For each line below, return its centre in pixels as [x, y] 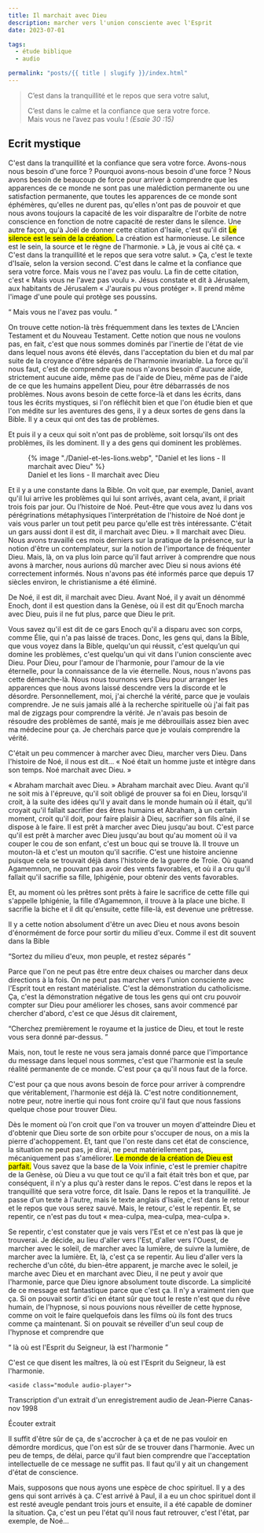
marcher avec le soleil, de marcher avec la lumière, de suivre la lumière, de [129, 1248]
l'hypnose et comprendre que [56, 1332]
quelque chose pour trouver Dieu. [63, 1109]
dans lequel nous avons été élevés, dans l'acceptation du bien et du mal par [131, 352]
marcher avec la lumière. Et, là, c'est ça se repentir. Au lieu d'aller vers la [126, 1257]
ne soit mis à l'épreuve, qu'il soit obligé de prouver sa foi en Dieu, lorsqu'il [128, 793]
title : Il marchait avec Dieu [58, 15]
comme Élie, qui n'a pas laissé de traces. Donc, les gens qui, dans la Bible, [129, 637]
